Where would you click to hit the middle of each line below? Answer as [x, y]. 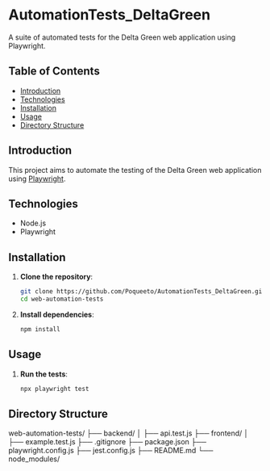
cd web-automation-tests [62, 299]
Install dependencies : [57, 314]
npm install [40, 329]
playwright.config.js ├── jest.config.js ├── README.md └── [111, 451]
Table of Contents [54, 71]
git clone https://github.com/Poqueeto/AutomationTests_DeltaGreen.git [143, 292]
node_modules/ [34, 459]
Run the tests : [44, 374]
